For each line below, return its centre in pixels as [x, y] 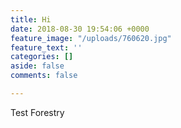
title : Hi [31, 19]
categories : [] [42, 57]
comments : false [44, 76]
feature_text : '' [46, 47]
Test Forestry [37, 112]
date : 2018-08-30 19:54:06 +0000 [80, 29]
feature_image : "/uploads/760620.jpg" [91, 38]
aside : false [37, 66]
